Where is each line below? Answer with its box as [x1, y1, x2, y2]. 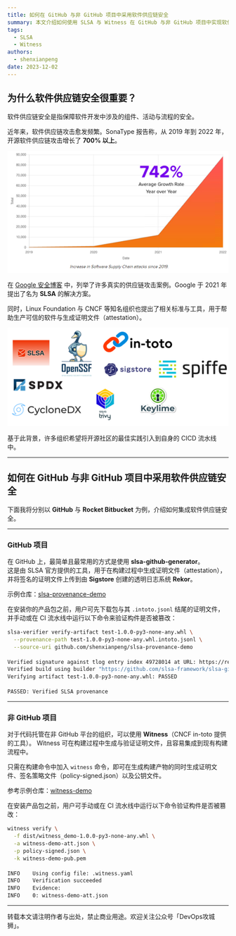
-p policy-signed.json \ [13, 847, 86, 854]
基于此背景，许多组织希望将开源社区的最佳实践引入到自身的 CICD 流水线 [7, 433, 217, 442]
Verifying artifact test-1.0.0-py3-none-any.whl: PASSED [7, 673, 178, 680]
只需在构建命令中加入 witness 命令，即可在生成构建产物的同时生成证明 [7, 763, 211, 771]
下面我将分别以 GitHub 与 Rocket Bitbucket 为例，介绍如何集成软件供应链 [7, 505, 221, 514]
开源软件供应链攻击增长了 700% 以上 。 [7, 136, 122, 144]
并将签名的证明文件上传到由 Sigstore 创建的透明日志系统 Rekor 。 [7, 575, 197, 584]
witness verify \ [7, 825, 58, 832]
